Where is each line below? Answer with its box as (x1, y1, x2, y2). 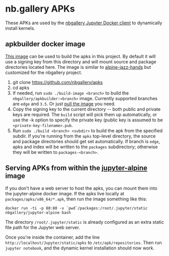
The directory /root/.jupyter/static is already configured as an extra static (5, 219, 164, 225)
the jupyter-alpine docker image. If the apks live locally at (5, 190, 125, 196)
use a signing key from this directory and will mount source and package (5, 59, 156, 65)
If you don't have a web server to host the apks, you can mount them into (5, 185, 157, 191)
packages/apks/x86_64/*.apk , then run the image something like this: (5, 196, 147, 202)
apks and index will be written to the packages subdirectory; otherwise (12, 144, 158, 150)
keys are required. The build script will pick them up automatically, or (12, 111, 157, 117)
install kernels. (5, 25, 35, 31)
